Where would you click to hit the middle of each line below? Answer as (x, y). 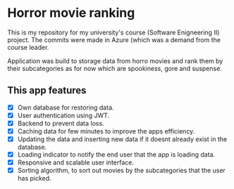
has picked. (34, 178)
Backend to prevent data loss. (61, 123)
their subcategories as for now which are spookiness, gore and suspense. (115, 68)
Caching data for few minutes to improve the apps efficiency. (106, 131)
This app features (47, 90)
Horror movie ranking (71, 13)
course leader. (28, 47)
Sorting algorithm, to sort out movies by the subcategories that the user (121, 171)
